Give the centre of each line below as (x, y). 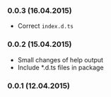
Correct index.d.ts (46, 26)
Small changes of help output (60, 59)
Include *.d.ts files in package (60, 67)
